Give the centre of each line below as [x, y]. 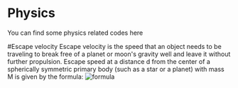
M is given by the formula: [45, 77]
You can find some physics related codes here [75, 33]
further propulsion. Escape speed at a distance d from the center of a [109, 61]
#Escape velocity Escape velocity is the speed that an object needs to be [114, 46]
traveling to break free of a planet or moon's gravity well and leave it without [119, 54]
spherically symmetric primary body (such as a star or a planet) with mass [116, 69]
